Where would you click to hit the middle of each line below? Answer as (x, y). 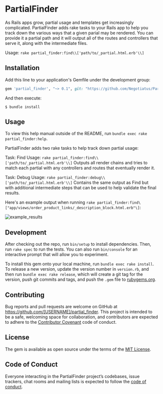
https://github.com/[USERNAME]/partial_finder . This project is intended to (79, 312)
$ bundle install (23, 107)
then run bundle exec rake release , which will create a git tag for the (74, 275)
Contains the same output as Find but (111, 183)
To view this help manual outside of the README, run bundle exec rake (76, 134)
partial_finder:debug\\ (81, 178)
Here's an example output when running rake (50, 202)
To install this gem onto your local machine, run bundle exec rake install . (80, 264)
